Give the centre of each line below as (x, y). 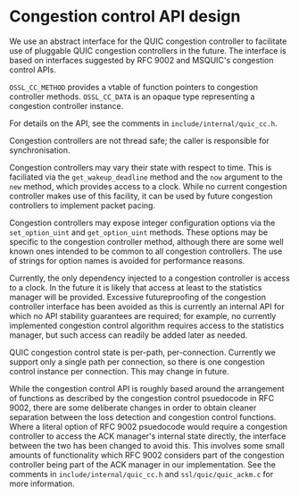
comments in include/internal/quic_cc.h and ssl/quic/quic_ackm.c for (141, 474)
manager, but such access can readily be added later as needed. (129, 335)
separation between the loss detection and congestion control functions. (143, 416)
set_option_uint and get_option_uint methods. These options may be (139, 232)
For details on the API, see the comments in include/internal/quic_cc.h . (144, 123)
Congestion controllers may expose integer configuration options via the (142, 223)
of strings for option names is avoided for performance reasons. (127, 260)
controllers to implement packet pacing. (83, 205)
